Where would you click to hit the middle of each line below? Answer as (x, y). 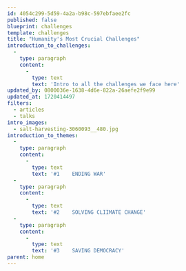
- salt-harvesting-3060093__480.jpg (66, 129)
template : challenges (38, 33)
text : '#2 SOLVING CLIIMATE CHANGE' (89, 212)
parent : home (26, 257)
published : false (32, 20)
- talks (24, 116)
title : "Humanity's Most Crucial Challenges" (73, 39)
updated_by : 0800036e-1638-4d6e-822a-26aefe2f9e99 (81, 90)
